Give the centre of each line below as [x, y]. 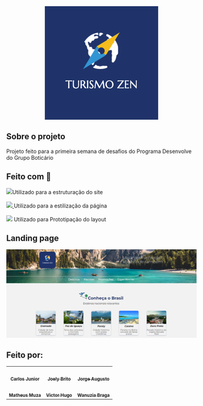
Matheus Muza [25, 395]
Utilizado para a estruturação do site [58, 192]
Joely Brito [59, 379]
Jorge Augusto [94, 379]
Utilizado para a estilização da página [60, 206]
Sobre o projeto [36, 136]
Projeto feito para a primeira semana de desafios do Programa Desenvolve [99, 151]
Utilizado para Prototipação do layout [60, 219]
